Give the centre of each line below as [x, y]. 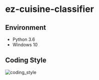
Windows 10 [25, 45]
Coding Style [26, 60]
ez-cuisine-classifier [49, 9]
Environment [26, 28]
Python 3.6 [23, 39]
